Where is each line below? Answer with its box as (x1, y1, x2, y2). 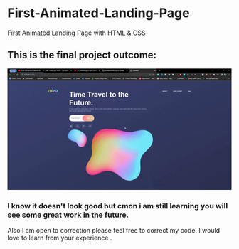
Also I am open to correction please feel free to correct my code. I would (7, 226, 221, 235)
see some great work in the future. (7, 210, 129, 220)
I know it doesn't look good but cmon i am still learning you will (7, 201, 228, 211)
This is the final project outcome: (7, 49, 157, 61)
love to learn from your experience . (7, 233, 112, 243)
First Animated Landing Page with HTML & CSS (7, 28, 146, 37)
